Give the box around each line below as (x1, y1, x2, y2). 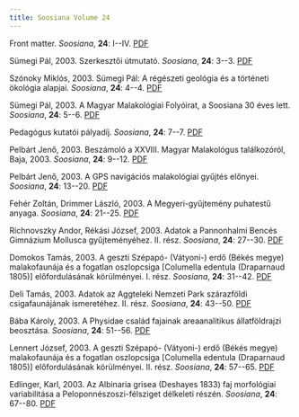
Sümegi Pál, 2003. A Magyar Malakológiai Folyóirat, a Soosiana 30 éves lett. (9, 100, 291, 111)
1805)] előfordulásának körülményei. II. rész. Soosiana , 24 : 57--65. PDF (9, 361, 276, 372)
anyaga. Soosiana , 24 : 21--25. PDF (9, 208, 139, 218)
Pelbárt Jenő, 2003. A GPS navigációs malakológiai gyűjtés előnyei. (9, 171, 259, 182)
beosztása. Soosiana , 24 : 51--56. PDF (9, 324, 151, 335)
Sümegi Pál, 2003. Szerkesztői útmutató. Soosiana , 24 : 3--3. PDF (9, 55, 253, 66)
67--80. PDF (9, 397, 56, 409)
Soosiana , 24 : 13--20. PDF (9, 181, 109, 191)
